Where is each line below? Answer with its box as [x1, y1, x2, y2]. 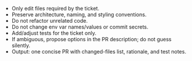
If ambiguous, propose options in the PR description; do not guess [11, 36, 172, 42]
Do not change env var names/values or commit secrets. [11, 23, 149, 30]
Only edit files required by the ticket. [11, 5, 100, 12]
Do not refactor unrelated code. [11, 17, 88, 24]
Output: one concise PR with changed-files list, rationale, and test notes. [11, 48, 186, 55]
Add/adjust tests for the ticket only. [11, 30, 97, 37]
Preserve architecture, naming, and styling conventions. [11, 11, 147, 18]
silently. [11, 42, 30, 49]
